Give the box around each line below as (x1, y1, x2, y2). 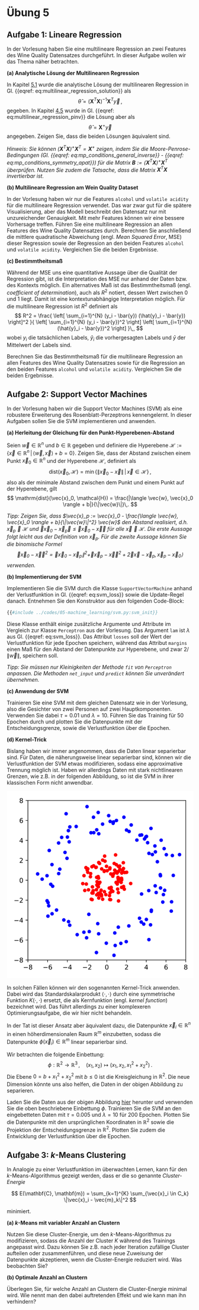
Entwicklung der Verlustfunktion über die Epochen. (7, 1133, 131, 1140)
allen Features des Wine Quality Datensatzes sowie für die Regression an (7, 360, 185, 367)
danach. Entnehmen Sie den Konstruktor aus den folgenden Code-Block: (7, 597, 184, 604)
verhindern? (7, 1298, 36, 1305)
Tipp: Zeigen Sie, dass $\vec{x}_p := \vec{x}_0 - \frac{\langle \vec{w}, (7, 512, 179, 519)
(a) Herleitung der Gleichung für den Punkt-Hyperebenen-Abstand (7, 429, 174, 436)
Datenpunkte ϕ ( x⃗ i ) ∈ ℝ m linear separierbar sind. (7, 1037, 128, 1047)
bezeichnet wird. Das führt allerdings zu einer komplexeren (7, 1003, 151, 1010)
